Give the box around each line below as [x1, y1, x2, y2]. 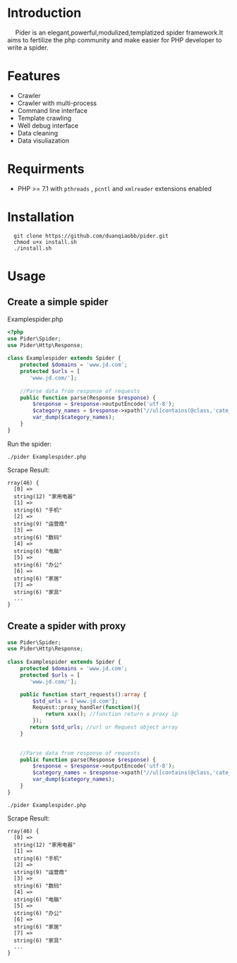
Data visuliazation [17, 136, 70, 145]
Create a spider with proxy [7, 620, 126, 632]
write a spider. [7, 43, 49, 52]
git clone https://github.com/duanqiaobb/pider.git [13, 232, 169, 239]
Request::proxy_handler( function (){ [32, 704, 140, 711]
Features [7, 68, 61, 84]
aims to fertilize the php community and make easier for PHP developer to [7, 35, 222, 44]
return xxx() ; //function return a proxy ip [44, 710, 178, 717]
